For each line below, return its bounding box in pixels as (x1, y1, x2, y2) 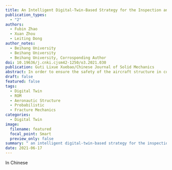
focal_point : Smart (10, 131, 52, 136)
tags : (5, 83, 17, 89)
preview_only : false (10, 136, 54, 141)
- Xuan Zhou (10, 31, 36, 36)
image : (5, 121, 19, 127)
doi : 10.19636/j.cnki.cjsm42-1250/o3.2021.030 (5, 60, 106, 65)
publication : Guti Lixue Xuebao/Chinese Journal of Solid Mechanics (5, 65, 155, 70)
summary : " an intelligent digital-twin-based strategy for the (5, 141, 145, 146)
